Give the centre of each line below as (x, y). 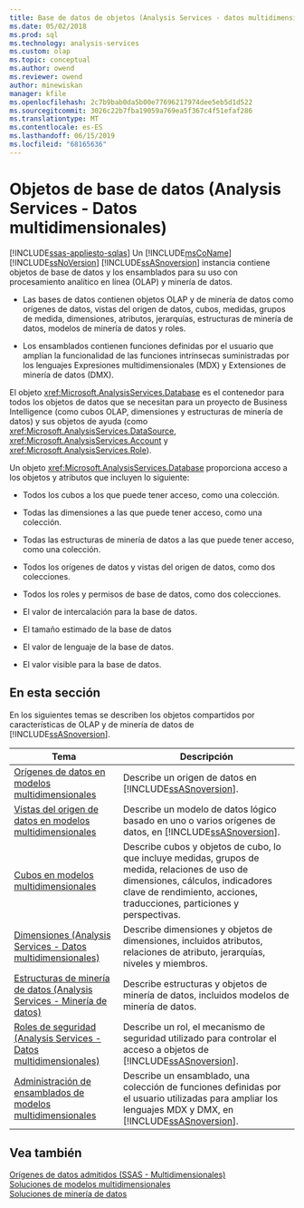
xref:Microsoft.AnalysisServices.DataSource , (93, 431)
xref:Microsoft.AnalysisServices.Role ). (81, 450)
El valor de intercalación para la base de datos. (109, 611)
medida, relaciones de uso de (185, 869)
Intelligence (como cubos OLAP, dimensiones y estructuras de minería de (146, 411)
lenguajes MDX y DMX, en (178, 1109)
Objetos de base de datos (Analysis (146, 189)
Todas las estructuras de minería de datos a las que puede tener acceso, (158, 540)
